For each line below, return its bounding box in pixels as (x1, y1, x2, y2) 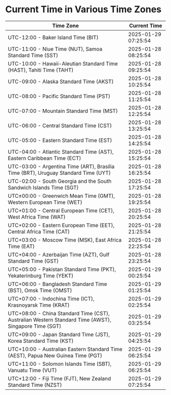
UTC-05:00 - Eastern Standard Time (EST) (8, 136, 112, 144)
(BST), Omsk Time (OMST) (8, 287, 72, 294)
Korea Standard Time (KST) (8, 337, 74, 344)
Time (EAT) (8, 243, 35, 250)
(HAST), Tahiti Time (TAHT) (8, 66, 74, 74)
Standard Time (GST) (8, 257, 59, 264)
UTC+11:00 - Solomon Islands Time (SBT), (8, 360, 112, 367)
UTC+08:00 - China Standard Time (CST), (8, 310, 110, 317)
